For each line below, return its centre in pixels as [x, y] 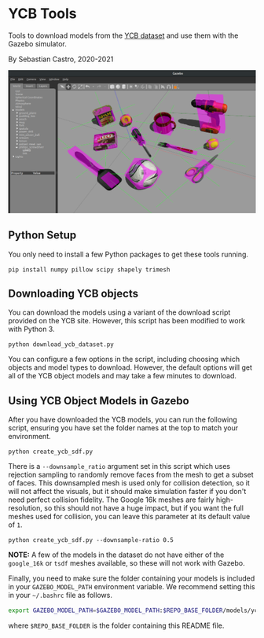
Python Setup [42, 236]
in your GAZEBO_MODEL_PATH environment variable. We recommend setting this [132, 587]
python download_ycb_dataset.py [61, 345]
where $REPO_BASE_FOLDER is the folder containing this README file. [116, 625]
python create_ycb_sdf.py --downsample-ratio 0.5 [91, 540]
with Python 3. [31, 329]
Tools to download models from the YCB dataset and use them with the [123, 35]
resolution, [26, 508]
